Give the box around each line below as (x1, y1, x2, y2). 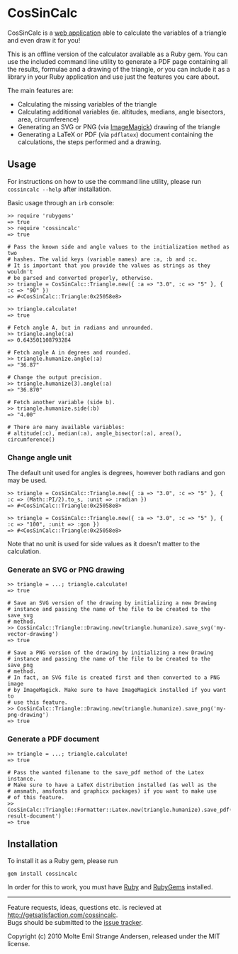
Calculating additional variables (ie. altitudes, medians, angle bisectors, (17, 107, 225, 116)
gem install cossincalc (7, 870, 78, 878)
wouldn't (7, 268, 33, 275)
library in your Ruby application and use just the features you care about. (7, 72, 220, 81)
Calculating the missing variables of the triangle (17, 99, 157, 108)
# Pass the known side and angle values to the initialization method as (7, 243, 230, 250)
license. (7, 940, 30, 948)
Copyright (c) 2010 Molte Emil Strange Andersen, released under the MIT (7, 932, 221, 941)
